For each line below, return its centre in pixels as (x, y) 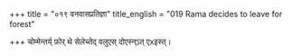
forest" (22, 24)
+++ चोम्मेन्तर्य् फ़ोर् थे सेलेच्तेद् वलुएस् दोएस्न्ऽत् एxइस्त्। (90, 42)
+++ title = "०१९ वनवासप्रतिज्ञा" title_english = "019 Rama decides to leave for (146, 14)
